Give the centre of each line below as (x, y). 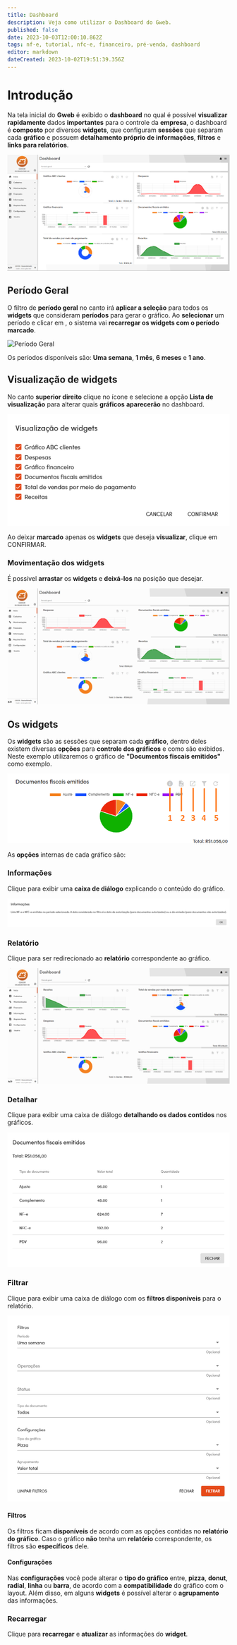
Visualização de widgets (62, 380)
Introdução (40, 96)
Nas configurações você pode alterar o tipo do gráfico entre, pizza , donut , (117, 1578)
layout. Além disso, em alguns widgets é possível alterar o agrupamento (113, 1593)
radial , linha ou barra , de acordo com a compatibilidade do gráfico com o (116, 1585)
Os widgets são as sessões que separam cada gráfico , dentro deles (107, 742)
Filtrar (18, 1283)
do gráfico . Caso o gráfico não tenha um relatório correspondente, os (110, 1538)
